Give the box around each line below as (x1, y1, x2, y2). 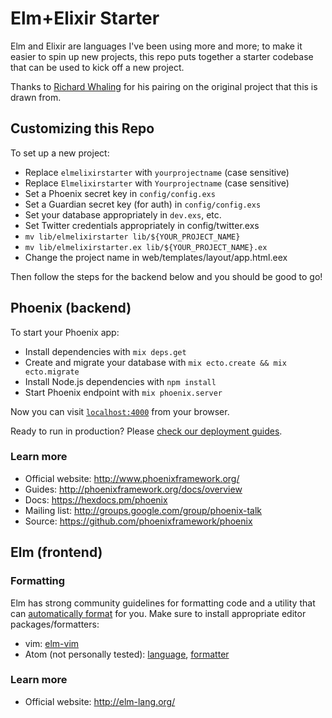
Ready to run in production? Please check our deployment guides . (10, 425, 283, 437)
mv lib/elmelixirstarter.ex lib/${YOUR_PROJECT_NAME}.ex (24, 242, 268, 252)
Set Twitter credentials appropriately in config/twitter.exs (24, 219, 260, 231)
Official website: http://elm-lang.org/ (24, 695, 176, 707)
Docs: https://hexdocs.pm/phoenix (24, 493, 168, 506)
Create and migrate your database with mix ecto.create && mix (24, 356, 287, 368)
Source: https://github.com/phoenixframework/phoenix (24, 515, 253, 527)
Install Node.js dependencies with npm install (24, 375, 217, 387)
